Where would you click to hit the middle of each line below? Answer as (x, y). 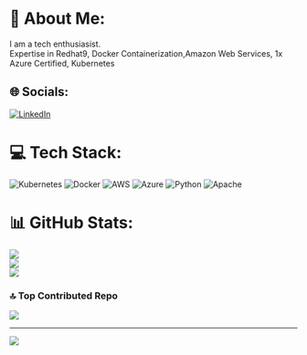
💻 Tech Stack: (66, 152)
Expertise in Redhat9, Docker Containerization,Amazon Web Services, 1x (146, 53)
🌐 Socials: (39, 92)
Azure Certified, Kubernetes (62, 63)
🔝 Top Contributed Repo (64, 296)
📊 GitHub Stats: (72, 222)
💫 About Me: (58, 19)
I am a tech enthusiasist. (55, 44)
